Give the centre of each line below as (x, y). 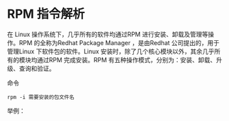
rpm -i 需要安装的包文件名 (41, 97)
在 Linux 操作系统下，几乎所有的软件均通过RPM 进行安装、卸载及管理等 (108, 34)
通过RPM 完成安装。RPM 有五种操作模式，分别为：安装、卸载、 (126, 59)
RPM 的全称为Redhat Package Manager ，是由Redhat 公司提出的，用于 (119, 42)
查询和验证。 (37, 68)
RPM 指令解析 (46, 14)
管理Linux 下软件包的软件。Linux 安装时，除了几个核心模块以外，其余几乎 (111, 51)
